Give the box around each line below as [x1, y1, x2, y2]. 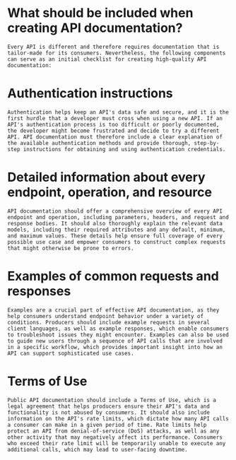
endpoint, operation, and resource [7, 184, 212, 201]
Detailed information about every [7, 170, 206, 185]
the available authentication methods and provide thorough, [7, 139, 191, 146]
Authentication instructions [7, 85, 173, 102]
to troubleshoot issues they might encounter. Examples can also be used [7, 331, 230, 338]
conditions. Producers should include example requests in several [7, 319, 211, 326]
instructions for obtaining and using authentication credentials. [23, 146, 226, 153]
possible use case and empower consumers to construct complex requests [7, 238, 226, 245]
